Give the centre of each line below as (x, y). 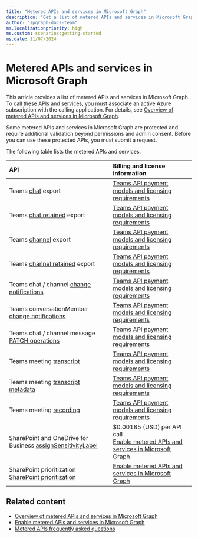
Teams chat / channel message (52, 333)
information (130, 173)
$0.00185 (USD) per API (147, 427)
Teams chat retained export (47, 215)
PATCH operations (34, 340)
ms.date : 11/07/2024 (32, 39)
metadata (22, 389)
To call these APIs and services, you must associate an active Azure (89, 103)
